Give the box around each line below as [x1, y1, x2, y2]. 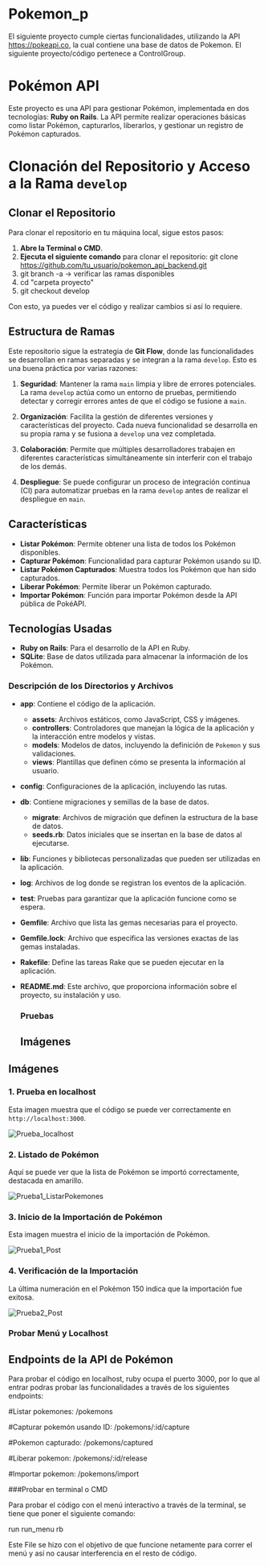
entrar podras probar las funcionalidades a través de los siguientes [8, 1383, 230, 1392]
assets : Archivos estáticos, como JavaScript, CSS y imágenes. [31, 714, 241, 724]
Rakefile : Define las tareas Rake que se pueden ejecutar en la [19, 957, 225, 966]
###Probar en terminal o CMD [8, 1485, 108, 1494]
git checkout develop [19, 286, 90, 295]
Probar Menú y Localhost [8, 1328, 108, 1339]
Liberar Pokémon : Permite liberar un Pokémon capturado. [19, 581, 213, 591]
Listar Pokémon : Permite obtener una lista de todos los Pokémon [19, 538, 236, 548]
